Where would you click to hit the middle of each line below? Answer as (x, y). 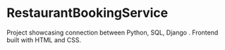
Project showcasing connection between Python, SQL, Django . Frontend (112, 32)
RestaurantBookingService (87, 13)
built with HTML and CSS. (44, 39)
